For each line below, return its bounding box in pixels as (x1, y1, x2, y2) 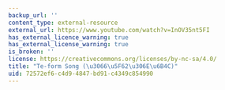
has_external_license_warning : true (8, 41, 129, 49)
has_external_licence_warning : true (8, 33, 129, 41)
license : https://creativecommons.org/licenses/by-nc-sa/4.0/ (8, 56, 217, 63)
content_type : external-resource (8, 19, 118, 27)
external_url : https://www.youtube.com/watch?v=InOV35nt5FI (8, 26, 211, 34)
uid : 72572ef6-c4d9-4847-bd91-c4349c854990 (8, 70, 154, 77)
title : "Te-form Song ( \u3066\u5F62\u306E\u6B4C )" (8, 63, 178, 70)
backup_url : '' (8, 11, 58, 20)
